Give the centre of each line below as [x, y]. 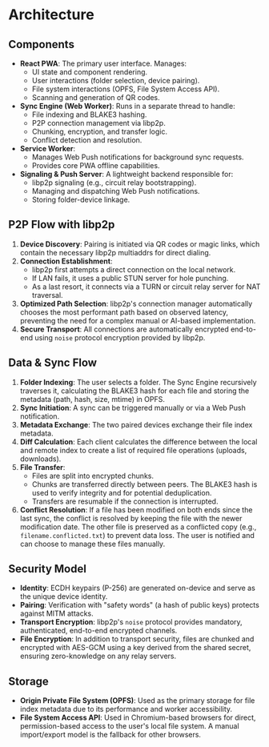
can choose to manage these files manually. [92, 544]
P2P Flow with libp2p [62, 225]
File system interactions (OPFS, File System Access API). [126, 89]
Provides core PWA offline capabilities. [96, 165]
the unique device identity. [64, 596]
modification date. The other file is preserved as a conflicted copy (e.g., [138, 527]
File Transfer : [42, 467]
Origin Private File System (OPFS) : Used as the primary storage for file [137, 701]
